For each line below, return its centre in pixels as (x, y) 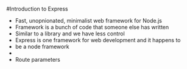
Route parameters (38, 60)
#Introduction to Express (37, 9)
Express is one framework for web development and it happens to (98, 40)
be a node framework (42, 46)
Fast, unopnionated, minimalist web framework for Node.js (89, 20)
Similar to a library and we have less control (70, 34)
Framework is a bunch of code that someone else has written (92, 27)
